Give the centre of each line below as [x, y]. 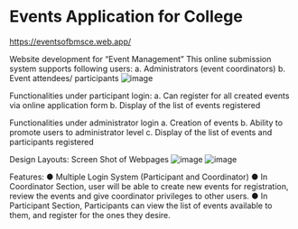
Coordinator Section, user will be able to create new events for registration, [149, 186]
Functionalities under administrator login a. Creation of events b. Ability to [146, 123]
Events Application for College [126, 17]
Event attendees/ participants [64, 78]
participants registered [51, 142]
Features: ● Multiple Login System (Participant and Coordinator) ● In [139, 177]
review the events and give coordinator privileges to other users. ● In [139, 196]
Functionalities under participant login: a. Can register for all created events [149, 96]
